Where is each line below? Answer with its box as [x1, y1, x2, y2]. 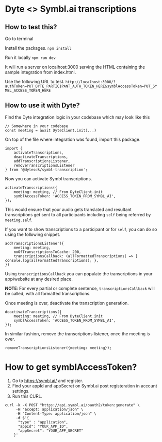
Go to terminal [5, 36, 33, 41]
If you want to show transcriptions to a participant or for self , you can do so [5, 226, 157, 232]
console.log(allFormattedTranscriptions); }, [5, 258, 98, 263]
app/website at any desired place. [5, 276, 73, 282]
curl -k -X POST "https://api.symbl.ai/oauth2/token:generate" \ [5, 403, 140, 407]
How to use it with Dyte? [5, 101, 80, 110]
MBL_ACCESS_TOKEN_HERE [5, 88, 51, 93]
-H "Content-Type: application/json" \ [16, 411, 97, 416]
